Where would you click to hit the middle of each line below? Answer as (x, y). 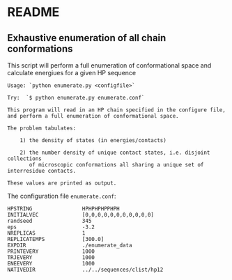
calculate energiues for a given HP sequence (72, 73)
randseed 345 (49, 221)
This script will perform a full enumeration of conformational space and (109, 65)
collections (24, 159)
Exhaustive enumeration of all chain (87, 38)
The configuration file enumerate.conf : (62, 196)
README (33, 12)
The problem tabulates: (42, 128)
